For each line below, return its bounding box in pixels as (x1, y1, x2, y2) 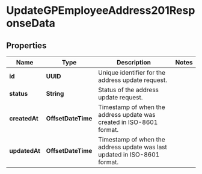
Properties (6, 40, 47, 51)
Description (116, 58, 151, 66)
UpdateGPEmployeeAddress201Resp (6, 4, 195, 17)
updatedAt (9, 147, 41, 155)
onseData (6, 16, 56, 30)
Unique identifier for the (98, 69, 166, 76)
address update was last (98, 143, 167, 151)
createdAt (9, 114, 39, 122)
